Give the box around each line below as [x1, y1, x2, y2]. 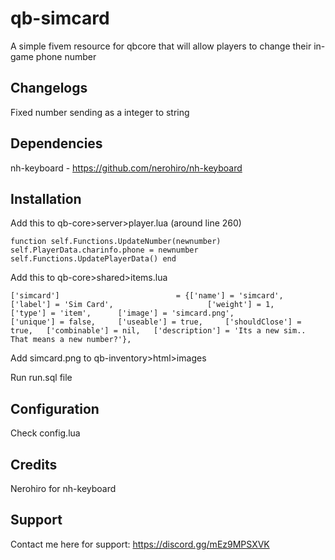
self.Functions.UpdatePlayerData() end [10, 254, 177, 264]
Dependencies [10, 135, 103, 152]
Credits [10, 456, 58, 473]
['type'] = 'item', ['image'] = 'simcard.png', [10, 308, 235, 319]
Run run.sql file [10, 372, 73, 384]
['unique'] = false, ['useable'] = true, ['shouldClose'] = [10, 317, 302, 327]
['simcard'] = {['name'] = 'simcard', [10, 291, 284, 301]
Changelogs [10, 80, 88, 97]
